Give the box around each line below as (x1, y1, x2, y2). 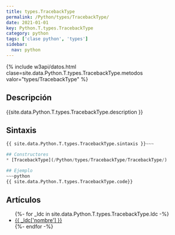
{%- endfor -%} (14, 223, 54, 230)
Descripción (6, 92, 52, 103)
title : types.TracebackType (6, 8, 75, 15)
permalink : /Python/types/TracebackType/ (6, 14, 110, 20)
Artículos (6, 195, 41, 205)
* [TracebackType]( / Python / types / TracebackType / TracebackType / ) (6, 157, 167, 163)
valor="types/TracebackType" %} (6, 75, 88, 82)
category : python (6, 31, 49, 37)
